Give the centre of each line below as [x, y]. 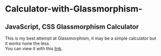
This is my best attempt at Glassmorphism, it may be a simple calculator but [81, 38]
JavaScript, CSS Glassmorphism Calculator [72, 27]
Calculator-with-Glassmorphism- [74, 9]
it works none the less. [28, 43]
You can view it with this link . [34, 49]
